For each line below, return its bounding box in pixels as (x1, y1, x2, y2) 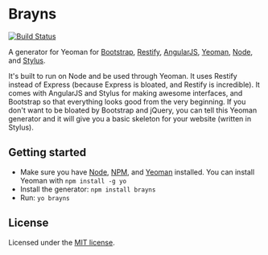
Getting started (8, 146, 87, 159)
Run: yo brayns (19, 192, 70, 202)
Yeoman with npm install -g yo (19, 175, 127, 185)
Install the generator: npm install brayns (19, 184, 156, 194)
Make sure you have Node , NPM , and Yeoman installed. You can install (19, 167, 255, 177)
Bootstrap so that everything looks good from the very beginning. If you (8, 97, 246, 106)
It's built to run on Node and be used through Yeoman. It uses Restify (8, 71, 237, 80)
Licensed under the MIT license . (8, 237, 115, 247)
